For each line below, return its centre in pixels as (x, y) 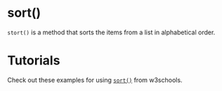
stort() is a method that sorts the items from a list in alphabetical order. (111, 32)
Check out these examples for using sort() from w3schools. (95, 80)
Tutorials (34, 61)
